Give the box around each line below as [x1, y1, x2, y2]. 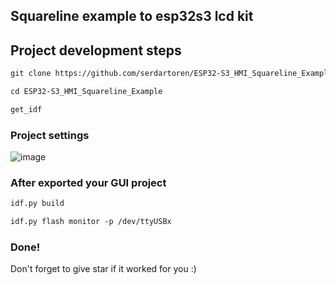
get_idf [10, 104, 43, 114]
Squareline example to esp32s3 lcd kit [10, 8, 254, 25]
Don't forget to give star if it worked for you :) [10, 263, 197, 275]
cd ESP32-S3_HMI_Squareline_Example [10, 87, 163, 97]
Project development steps [10, 42, 182, 59]
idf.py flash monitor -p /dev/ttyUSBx [10, 217, 172, 227]
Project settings [10, 128, 90, 142]
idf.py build [10, 199, 65, 209]
